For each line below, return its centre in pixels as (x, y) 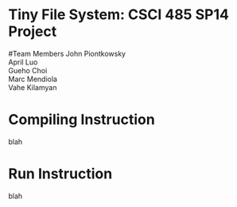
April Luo (23, 62)
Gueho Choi (28, 70)
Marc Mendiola (33, 79)
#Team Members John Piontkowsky (67, 53)
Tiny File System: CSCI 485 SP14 (118, 15)
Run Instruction (60, 174)
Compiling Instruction (82, 120)
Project (33, 31)
